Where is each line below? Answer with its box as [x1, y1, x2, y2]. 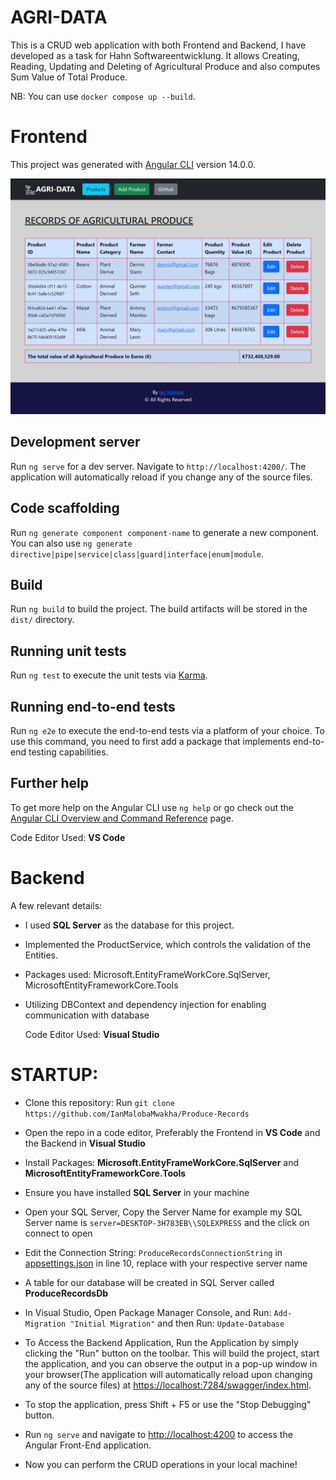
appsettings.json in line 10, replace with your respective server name [24, 1257, 308, 1269]
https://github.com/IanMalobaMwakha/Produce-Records [24, 1109, 250, 1119]
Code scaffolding [10, 500, 120, 517]
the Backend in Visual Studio [24, 1137, 146, 1149]
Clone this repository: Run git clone [24, 1096, 175, 1108]
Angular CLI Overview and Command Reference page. [10, 812, 234, 824]
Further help [10, 775, 90, 792]
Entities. [24, 949, 59, 961]
